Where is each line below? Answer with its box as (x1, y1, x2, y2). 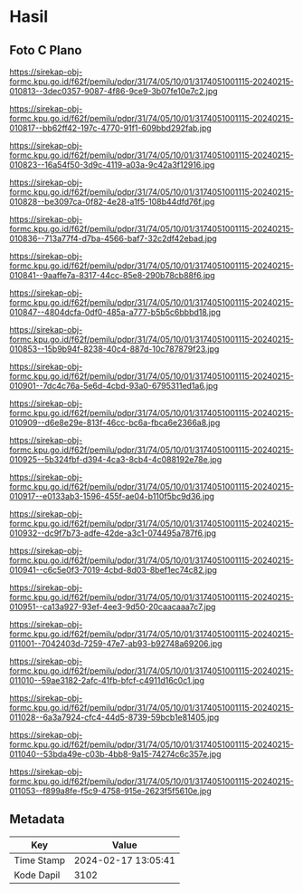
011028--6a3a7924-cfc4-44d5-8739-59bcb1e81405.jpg (9, 712, 220, 723)
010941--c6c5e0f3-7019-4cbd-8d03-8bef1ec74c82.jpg (9, 565, 217, 575)
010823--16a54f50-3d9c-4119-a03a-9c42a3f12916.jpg (9, 160, 215, 170)
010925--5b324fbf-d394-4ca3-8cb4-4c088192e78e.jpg (9, 454, 223, 464)
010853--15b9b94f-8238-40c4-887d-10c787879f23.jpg (9, 344, 220, 354)
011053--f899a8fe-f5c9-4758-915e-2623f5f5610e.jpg (9, 786, 212, 796)
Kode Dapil (14, 869, 61, 881)
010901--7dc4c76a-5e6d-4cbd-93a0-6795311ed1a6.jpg (9, 381, 219, 391)
